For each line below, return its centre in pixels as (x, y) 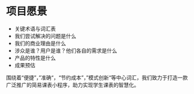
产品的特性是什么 (35, 58)
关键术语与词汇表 (35, 29)
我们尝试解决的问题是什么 (45, 36)
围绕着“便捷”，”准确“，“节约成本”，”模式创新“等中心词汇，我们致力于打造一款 (97, 77)
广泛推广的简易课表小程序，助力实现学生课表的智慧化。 (72, 85)
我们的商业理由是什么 (40, 43)
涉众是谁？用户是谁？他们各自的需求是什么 (66, 50)
